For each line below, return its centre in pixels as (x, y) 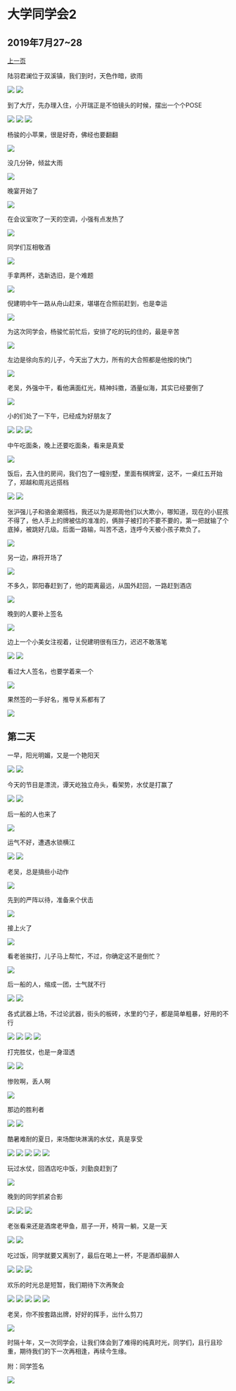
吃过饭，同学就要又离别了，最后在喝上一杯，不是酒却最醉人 (93, 1255)
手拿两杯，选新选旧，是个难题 (50, 275)
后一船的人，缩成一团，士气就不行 (57, 984)
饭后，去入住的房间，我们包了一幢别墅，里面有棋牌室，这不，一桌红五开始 (115, 473)
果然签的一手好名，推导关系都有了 (57, 699)
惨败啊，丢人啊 (29, 1081)
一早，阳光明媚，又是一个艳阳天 (53, 755)
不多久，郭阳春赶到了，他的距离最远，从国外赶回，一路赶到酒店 (99, 585)
